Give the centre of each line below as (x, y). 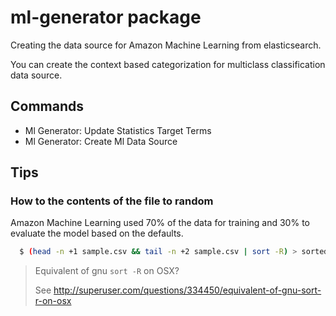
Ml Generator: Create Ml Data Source (101, 141)
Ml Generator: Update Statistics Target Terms (118, 130)
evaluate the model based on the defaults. (97, 233)
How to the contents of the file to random (112, 201)
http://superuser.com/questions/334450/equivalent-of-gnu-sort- (187, 290)
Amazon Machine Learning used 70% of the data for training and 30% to (160, 223)
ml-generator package (106, 17)
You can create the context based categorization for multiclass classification (168, 64)
